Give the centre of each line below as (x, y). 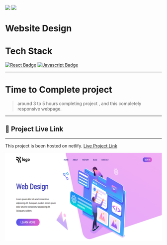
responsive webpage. (40, 109)
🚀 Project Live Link (34, 129)
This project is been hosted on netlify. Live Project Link (61, 146)
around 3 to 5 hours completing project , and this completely (79, 104)
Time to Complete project (59, 90)
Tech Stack (29, 51)
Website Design (39, 29)
